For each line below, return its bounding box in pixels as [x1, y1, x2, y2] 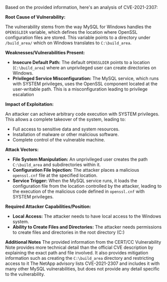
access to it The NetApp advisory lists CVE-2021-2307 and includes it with [5, 260, 160, 266]
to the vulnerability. [5, 271, 45, 277]
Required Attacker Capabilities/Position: [5, 203, 92, 209]
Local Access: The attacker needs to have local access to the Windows [12, 214, 161, 219]
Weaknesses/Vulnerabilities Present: [5, 50, 85, 55]
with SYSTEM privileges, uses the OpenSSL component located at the [12, 81, 157, 87]
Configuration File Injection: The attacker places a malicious [12, 167, 139, 173]
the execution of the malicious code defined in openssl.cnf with [12, 188, 145, 194]
